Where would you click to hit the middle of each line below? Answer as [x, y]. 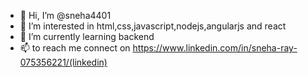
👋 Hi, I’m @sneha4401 [65, 15]
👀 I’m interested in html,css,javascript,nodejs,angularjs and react [153, 26]
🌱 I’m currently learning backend [87, 36]
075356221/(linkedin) [63, 62]
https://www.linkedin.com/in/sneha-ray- [215, 48]
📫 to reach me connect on [75, 48]
